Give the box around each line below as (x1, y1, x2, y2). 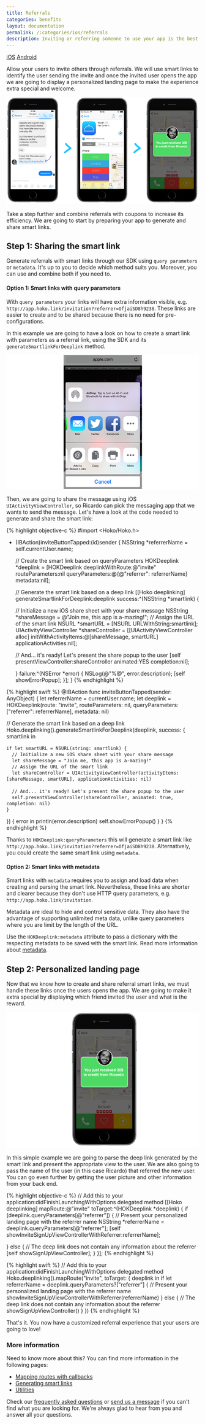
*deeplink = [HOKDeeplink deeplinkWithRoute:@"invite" (15, 563, 157, 571)
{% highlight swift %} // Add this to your (6, 1261, 107, 1269)
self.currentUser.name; (15, 545, 73, 552)
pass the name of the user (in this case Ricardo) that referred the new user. (6, 1167, 196, 1174)
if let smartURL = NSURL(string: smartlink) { (6, 745, 127, 751)
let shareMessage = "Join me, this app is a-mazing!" (12, 757, 152, 764)
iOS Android (6, 53, 37, 61)
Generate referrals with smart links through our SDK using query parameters (6, 257, 198, 265)
